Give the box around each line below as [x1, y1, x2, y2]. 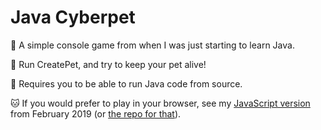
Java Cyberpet [10, 6, 136, 29]
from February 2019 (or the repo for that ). [10, 107, 182, 120]
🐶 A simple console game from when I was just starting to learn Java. [10, 39, 295, 51]
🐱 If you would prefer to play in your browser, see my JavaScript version [10, 97, 311, 109]
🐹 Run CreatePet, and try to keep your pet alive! [10, 58, 207, 70]
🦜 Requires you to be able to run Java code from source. [10, 77, 243, 90]
